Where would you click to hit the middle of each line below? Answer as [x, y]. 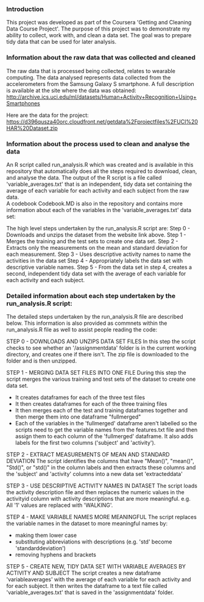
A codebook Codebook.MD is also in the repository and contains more [94, 204]
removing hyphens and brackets [55, 555]
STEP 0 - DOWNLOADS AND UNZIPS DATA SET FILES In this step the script [101, 342]
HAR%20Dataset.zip [32, 128]
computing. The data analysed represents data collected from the [89, 77]
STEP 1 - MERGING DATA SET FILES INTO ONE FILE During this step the [97, 373]
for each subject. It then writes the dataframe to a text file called [87, 586]
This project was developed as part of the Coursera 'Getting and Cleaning [99, 23]
